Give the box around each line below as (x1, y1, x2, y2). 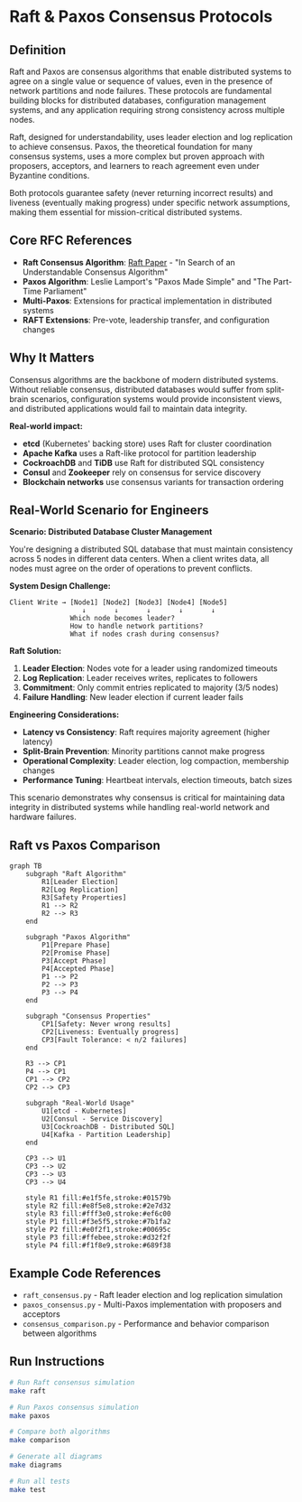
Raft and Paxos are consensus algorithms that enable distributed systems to (9, 66, 292, 77)
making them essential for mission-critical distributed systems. (9, 207, 243, 218)
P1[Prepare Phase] (41, 941, 111, 950)
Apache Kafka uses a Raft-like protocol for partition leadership (22, 447, 257, 458)
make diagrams (9, 1460, 63, 1469)
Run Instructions (9, 1354, 105, 1369)
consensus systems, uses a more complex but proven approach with (9, 151, 265, 162)
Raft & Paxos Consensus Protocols (9, 6, 273, 27)
